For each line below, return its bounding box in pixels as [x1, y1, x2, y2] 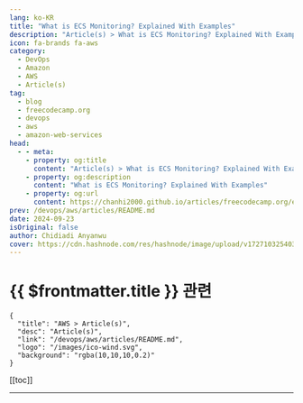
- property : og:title [25, 155, 106, 165]
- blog [17, 96, 42, 106]
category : [9, 47, 47, 56]
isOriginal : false [9, 223, 78, 232]
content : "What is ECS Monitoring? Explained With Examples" [32, 181, 269, 190]
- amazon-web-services [17, 131, 103, 140]
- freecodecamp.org [17, 105, 91, 114]
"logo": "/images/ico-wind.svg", [17, 343, 143, 353]
